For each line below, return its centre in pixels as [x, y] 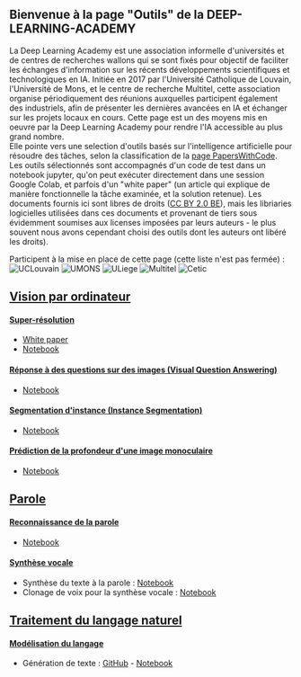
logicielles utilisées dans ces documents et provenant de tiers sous [133, 213]
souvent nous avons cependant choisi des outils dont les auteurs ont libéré [148, 232]
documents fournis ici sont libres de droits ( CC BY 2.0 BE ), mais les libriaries [150, 203]
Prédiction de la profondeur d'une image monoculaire [111, 451]
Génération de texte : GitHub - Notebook [97, 664]
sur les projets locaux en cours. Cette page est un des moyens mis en [138, 117]
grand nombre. [37, 136]
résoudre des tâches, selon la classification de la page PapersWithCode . [143, 156]
